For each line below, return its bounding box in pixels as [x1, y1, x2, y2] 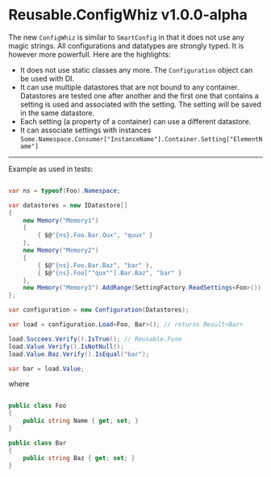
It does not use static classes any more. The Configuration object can [19, 65, 253, 74]
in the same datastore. [19, 107, 95, 118]
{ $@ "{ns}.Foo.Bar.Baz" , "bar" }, [37, 261, 153, 270]
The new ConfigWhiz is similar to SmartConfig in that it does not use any [8, 32, 244, 42]
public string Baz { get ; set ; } [23, 454, 135, 462]
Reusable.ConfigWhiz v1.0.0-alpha [8, 6, 248, 24]
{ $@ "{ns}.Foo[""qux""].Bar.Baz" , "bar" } [37, 269, 182, 277]
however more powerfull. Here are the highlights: [8, 49, 171, 59]
